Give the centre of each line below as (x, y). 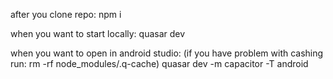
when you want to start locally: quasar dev (98, 33)
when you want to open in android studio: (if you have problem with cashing (167, 53)
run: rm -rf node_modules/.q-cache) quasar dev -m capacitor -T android (159, 63)
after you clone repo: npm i (66, 14)
